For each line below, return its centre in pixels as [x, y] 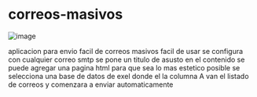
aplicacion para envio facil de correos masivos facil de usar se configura [126, 51]
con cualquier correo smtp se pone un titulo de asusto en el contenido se [127, 59]
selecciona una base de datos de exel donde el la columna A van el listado [128, 76]
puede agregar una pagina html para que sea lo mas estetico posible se [124, 67]
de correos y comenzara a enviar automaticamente [91, 84]
